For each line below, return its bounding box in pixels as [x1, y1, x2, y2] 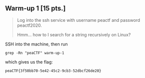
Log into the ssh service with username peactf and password [17, 17, 141, 23]
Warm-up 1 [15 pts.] [5, 4, 66, 13]
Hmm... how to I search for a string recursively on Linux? [17, 31, 131, 37]
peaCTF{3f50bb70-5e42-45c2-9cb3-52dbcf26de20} [5, 68, 102, 73]
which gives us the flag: [5, 59, 53, 65]
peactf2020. [17, 22, 42, 28]
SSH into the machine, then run [5, 41, 68, 47]
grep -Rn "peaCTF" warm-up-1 [5, 50, 64, 55]
